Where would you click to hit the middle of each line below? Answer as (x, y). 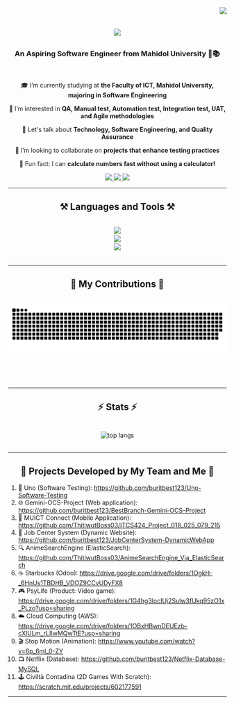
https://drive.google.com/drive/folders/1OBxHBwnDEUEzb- (103, 626)
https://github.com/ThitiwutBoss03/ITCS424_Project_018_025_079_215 (119, 525)
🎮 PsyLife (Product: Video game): (67, 591)
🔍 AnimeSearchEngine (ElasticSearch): (74, 548)
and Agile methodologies (117, 116)
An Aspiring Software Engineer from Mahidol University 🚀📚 (117, 54)
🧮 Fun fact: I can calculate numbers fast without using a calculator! (117, 164)
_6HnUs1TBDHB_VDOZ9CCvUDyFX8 (70, 583)
